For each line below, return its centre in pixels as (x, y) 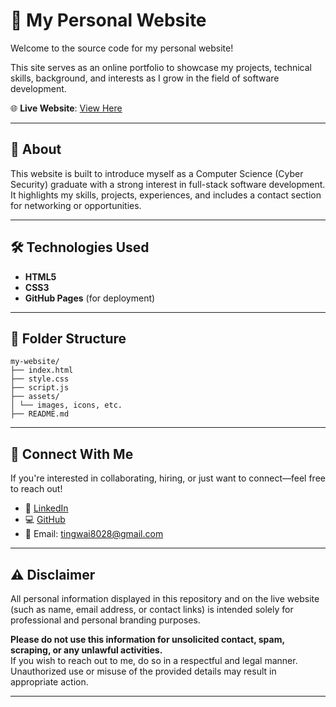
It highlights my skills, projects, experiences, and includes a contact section (166, 195)
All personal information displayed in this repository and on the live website (165, 598)
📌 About (36, 149)
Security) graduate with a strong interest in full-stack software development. (168, 184)
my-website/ (35, 362)
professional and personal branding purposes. (105, 620)
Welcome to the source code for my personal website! (122, 48)
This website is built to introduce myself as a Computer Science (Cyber (157, 173)
